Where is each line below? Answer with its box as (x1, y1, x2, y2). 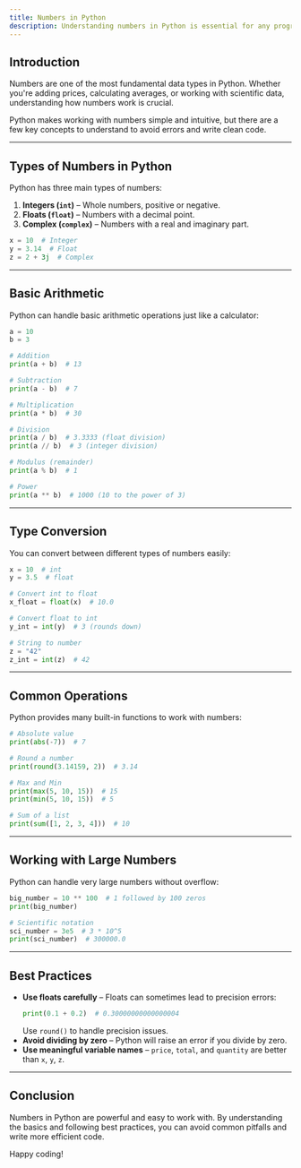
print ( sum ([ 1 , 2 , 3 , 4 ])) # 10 (9, 820, 130, 829)
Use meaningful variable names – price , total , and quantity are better (21, 1044, 288, 1055)
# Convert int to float (9, 589, 99, 598)
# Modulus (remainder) (9, 458, 94, 467)
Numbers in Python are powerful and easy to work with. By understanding (9, 1112, 283, 1122)
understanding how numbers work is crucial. (9, 98, 175, 108)
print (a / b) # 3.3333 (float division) (9, 434, 167, 442)
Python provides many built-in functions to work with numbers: (9, 712, 242, 723)
